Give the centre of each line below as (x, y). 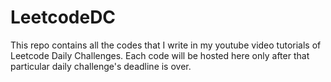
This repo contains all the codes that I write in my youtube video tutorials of (166, 45)
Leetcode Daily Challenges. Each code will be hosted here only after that (160, 55)
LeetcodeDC (63, 17)
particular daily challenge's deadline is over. (101, 66)
